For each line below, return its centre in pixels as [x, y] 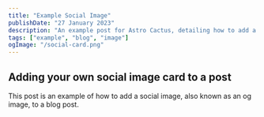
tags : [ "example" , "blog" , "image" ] [68, 38]
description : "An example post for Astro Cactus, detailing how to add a [132, 30]
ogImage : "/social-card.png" [56, 45]
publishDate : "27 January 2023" [61, 23]
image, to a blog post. [43, 104]
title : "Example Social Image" [60, 15]
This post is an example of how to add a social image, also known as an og [130, 96]
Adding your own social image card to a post [120, 77]
